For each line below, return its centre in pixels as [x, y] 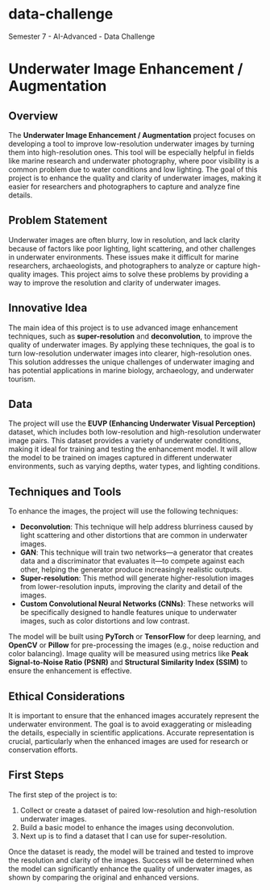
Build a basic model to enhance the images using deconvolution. [127, 827]
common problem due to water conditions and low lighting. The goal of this [133, 169]
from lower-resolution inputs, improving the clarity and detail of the [131, 587]
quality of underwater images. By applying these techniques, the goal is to [132, 344]
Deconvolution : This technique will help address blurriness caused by [137, 527]
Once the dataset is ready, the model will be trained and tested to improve [131, 851]
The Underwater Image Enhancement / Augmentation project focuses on [132, 135]
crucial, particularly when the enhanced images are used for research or [129, 741]
